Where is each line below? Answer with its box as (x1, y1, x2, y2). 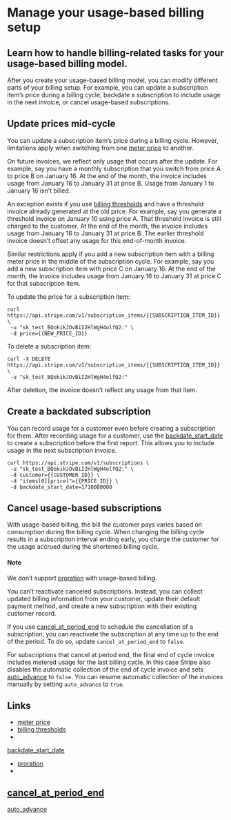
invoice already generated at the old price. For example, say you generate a (7, 207, 222, 215)
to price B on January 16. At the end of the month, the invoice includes (7, 171, 207, 180)
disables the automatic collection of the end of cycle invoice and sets (7, 665, 204, 674)
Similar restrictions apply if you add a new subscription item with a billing (7, 250, 214, 258)
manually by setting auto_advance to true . (7, 680, 125, 688)
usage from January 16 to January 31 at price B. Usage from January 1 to (7, 179, 214, 187)
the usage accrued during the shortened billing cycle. (7, 543, 159, 551)
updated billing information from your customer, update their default (7, 594, 201, 603)
